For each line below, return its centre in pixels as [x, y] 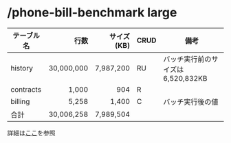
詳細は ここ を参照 [31, 133]
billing [20, 101]
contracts [26, 89]
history [22, 68]
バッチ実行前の [187, 59]
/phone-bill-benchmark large [92, 13]
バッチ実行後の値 [191, 102]
